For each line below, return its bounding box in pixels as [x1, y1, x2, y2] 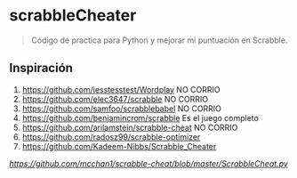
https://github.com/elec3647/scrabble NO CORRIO [21, 93, 209, 104]
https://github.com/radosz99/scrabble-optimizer [21, 131, 201, 142]
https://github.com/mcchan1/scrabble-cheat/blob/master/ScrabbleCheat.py [9, 158, 289, 169]
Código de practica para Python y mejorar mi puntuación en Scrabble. [30, 35, 288, 45]
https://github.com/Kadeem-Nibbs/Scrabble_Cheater [21, 141, 217, 151]
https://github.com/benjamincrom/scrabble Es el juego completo [21, 112, 260, 123]
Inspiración [9, 61, 74, 76]
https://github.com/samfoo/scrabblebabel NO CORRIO [21, 103, 222, 114]
